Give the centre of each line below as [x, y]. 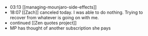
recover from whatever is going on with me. [54, 18]
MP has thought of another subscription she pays [60, 28]
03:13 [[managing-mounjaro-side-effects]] [53, 7]
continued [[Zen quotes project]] [43, 23]
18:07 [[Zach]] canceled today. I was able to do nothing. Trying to [76, 12]
